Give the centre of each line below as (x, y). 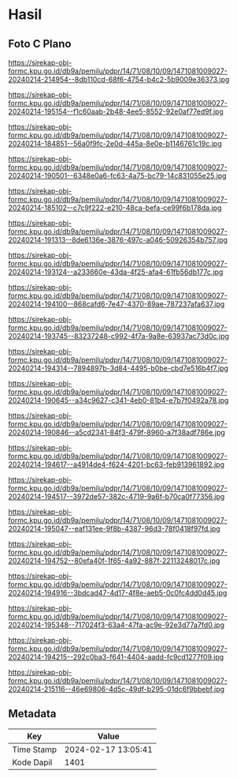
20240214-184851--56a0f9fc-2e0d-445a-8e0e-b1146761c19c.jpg (115, 143)
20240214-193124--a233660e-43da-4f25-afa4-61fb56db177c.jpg (116, 272)
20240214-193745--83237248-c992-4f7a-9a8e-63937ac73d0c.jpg (119, 336)
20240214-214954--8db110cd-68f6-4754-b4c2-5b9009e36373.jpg (119, 79)
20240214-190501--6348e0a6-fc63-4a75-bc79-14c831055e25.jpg (117, 176)
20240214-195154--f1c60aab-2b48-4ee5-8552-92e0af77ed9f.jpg (116, 111)
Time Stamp (35, 750)
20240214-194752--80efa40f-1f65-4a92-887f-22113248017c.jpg (114, 561)
